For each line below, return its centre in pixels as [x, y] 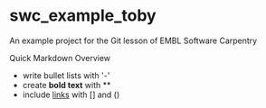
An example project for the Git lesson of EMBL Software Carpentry [133, 40]
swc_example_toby [83, 16]
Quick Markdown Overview [60, 58]
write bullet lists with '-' [66, 75]
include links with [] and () [71, 94]
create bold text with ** [66, 85]
